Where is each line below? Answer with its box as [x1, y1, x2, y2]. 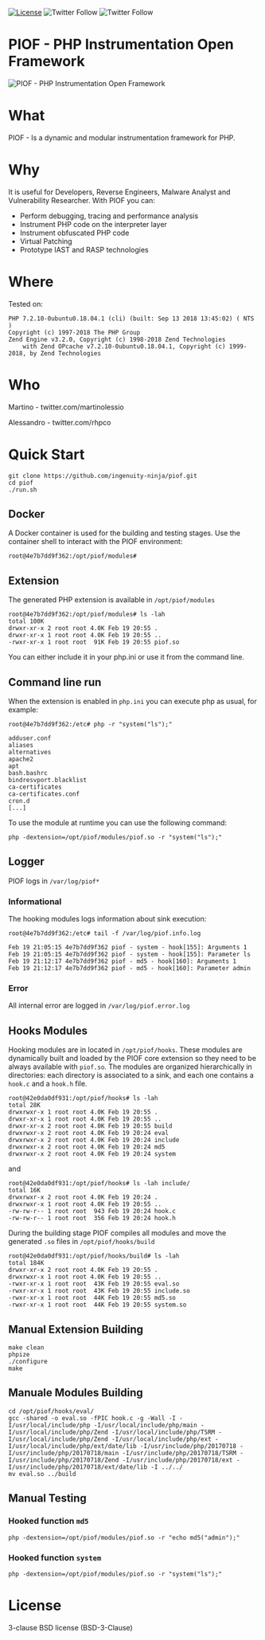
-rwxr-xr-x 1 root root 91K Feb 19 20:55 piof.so [8, 638, 180, 647]
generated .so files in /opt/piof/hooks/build [8, 1237, 155, 1247]
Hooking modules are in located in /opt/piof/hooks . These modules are [8, 1045, 243, 1055]
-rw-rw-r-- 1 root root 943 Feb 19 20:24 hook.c [8, 1207, 177, 1215]
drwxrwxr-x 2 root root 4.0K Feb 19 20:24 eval [8, 1129, 170, 1137]
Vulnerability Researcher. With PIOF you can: [8, 195, 155, 205]
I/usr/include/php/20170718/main [8, 1449, 119, 1457]
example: [8, 705, 38, 714]
